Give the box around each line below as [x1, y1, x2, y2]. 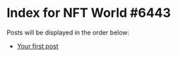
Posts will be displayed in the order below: [6, 28, 130, 37]
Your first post [16, 42, 59, 50]
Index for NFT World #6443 [6, 5, 171, 21]
